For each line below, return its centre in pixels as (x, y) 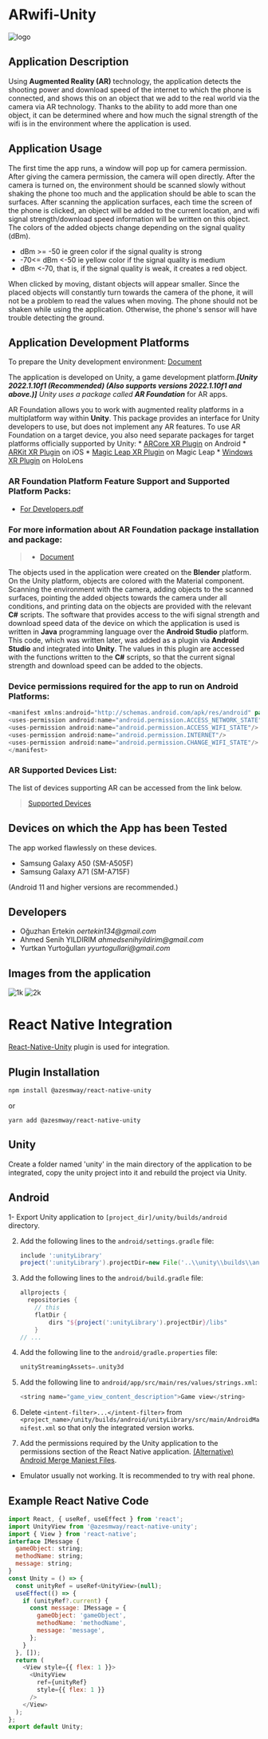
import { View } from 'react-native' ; (73, 1534)
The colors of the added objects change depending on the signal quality (127, 227)
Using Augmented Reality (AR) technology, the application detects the (125, 81)
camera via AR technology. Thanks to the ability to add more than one (123, 106)
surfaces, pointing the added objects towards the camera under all (118, 597)
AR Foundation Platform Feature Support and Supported (119, 481)
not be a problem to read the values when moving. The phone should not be (133, 300)
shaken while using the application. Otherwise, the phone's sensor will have (133, 309)
